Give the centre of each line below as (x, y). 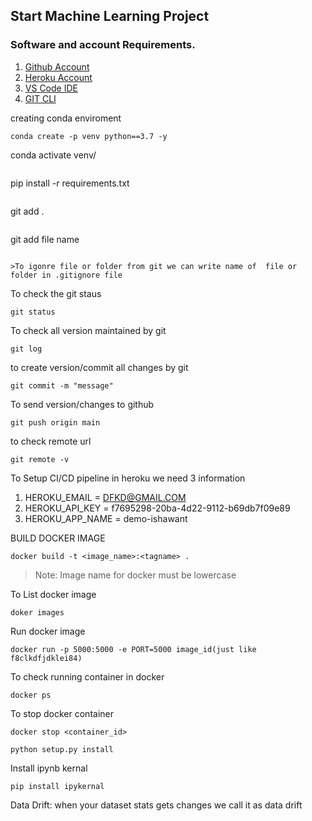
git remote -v (40, 459)
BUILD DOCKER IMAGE (58, 538)
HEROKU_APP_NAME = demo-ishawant (106, 518)
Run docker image (48, 631)
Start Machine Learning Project (110, 16)
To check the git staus (56, 293)
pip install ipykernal (57, 786)
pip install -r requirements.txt (70, 183)
